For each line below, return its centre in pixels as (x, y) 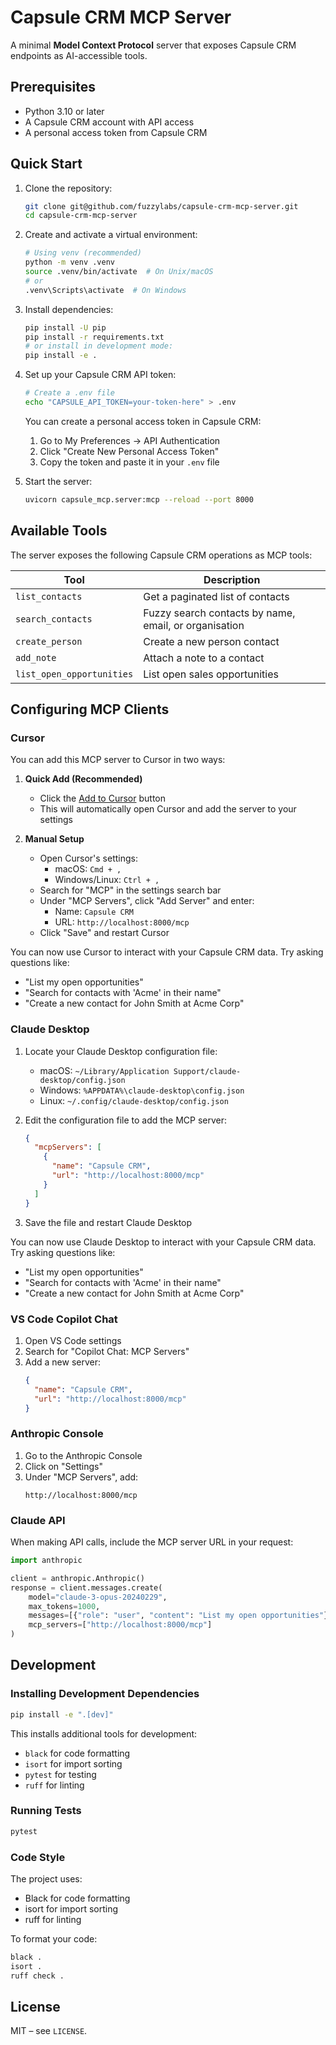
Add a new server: (63, 1362)
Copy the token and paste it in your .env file (129, 462)
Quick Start (46, 164)
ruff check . (37, 1976)
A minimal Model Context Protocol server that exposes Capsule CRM (153, 45)
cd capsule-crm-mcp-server (81, 216)
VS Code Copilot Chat (64, 1319)
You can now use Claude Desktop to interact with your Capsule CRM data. (163, 1242)
